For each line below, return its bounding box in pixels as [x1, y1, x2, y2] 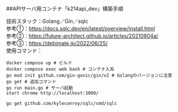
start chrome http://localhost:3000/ [6, 90, 99, 96]
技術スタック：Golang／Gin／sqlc [6, 18, 88, 25]
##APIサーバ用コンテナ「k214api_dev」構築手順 [6, 5, 124, 12]
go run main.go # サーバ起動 [6, 85, 74, 91]
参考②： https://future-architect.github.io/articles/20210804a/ [6, 32, 159, 39]
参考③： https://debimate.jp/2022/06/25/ [6, 40, 108, 47]
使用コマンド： [6, 47, 42, 54]
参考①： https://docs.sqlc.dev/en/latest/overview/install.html [6, 25, 155, 32]
